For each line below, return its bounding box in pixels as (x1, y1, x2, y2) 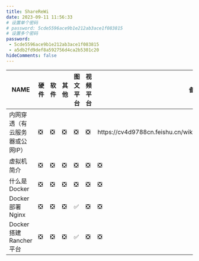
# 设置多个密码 (6, 31, 38, 37)
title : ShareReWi (6, 8, 49, 15)
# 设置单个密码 (6, 19, 38, 25)
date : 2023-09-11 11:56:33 (6, 14, 73, 20)
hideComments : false (6, 53, 57, 58)
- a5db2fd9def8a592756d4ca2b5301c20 (8, 47, 99, 53)
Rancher (9, 236, 33, 244)
